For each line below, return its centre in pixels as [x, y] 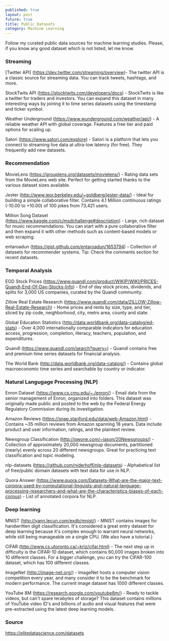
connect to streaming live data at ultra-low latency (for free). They [74, 145]
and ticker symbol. [24, 109]
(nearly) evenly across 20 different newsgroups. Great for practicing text [81, 450]
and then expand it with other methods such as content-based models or [81, 231]
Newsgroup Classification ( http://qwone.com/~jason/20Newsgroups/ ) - [80, 439]
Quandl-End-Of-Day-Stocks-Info [39, 287]
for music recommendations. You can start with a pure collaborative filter [81, 226]
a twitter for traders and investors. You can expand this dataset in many [79, 98]
